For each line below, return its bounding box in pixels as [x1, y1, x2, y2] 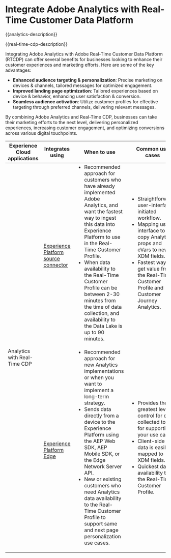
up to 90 [83, 329, 105, 336]
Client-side [137, 437, 165, 445]
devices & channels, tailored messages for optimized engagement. [12, 82, 153, 89]
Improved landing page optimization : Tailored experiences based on [12, 87, 158, 94]
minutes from [83, 297, 116, 304]
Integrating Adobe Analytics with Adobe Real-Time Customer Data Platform [5, 51, 163, 57]
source [43, 255, 60, 262]
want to [83, 380, 102, 387]
